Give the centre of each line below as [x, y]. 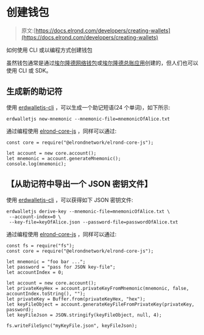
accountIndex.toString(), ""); [46, 294]
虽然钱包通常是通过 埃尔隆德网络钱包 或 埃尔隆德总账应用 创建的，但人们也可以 [102, 63]
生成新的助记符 [34, 92]
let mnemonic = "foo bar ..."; [46, 262]
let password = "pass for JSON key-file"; [61, 267]
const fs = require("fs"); [40, 245]
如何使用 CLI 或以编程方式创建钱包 [49, 50]
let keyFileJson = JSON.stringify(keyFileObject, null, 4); [84, 315]
